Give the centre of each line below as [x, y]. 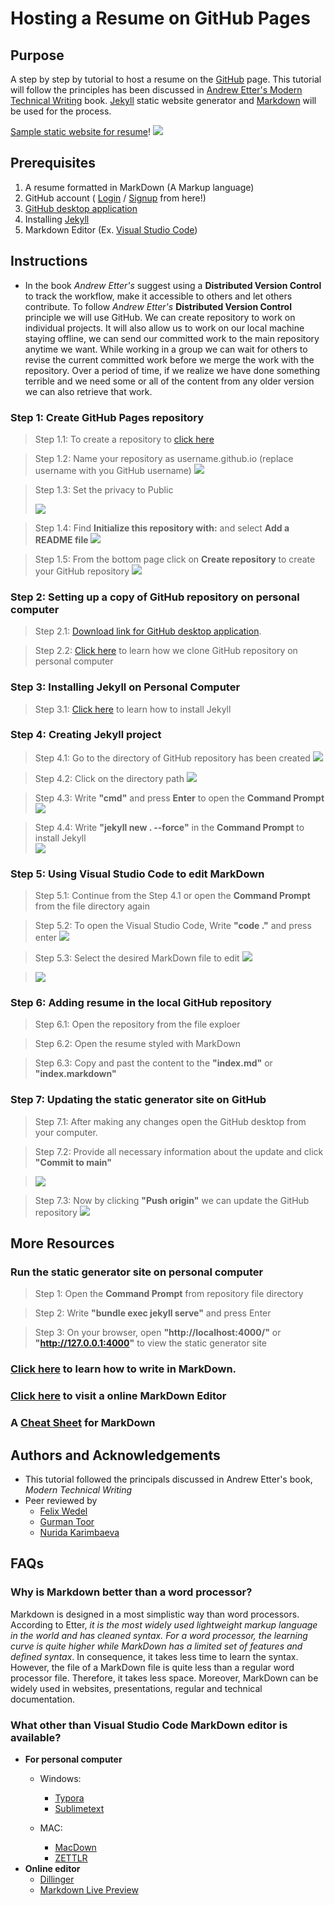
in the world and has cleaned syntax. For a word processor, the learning [159, 1635]
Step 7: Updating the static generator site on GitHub [138, 1100]
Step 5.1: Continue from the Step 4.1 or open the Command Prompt [172, 896]
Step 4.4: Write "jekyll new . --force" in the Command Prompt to [169, 827]
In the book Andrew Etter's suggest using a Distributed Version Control [173, 285]
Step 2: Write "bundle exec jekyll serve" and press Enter [153, 1313]
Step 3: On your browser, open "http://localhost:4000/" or [158, 1333]
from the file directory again [92, 906]
